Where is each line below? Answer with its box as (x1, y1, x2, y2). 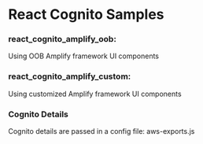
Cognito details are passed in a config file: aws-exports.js (8, 127, 195, 136)
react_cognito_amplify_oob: (8, 34, 116, 45)
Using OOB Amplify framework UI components (8, 51, 160, 61)
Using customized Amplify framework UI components (8, 89, 183, 98)
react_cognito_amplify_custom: (8, 71, 131, 82)
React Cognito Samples (8, 6, 164, 24)
